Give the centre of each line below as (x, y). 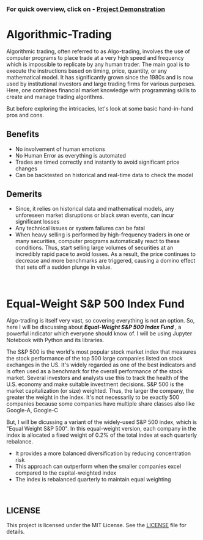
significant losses (37, 222)
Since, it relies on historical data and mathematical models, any (94, 209)
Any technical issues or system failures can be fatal (80, 228)
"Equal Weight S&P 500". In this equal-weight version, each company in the (102, 429)
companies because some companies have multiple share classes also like (101, 404)
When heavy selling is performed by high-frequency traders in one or (103, 235)
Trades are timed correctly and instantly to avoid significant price (97, 162)
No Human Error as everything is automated (71, 155)
